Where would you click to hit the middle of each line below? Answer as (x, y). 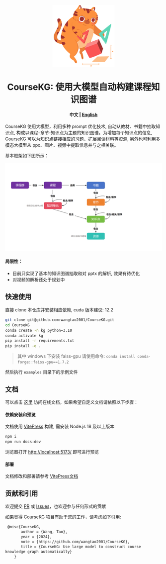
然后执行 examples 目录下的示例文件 (41, 372)
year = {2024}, (36, 537)
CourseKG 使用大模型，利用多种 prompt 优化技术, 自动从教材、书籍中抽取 (81, 126)
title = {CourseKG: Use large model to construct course (81, 547)
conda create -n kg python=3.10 (39, 330)
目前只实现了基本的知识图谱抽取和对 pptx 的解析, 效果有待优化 (76, 274)
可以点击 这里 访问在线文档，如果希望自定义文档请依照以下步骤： (72, 402)
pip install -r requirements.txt (40, 341)
